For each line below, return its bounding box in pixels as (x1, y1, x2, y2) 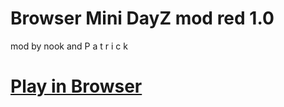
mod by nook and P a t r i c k (10, 40, 128, 52)
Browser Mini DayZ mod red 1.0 (10, 7, 275, 30)
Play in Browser (10, 75, 143, 98)
